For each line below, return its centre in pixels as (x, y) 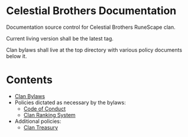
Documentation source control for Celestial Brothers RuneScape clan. (91, 27)
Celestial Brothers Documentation (91, 11)
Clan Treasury (40, 127)
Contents (30, 80)
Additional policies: (38, 121)
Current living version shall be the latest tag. (60, 38)
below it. (17, 56)
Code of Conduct (45, 108)
